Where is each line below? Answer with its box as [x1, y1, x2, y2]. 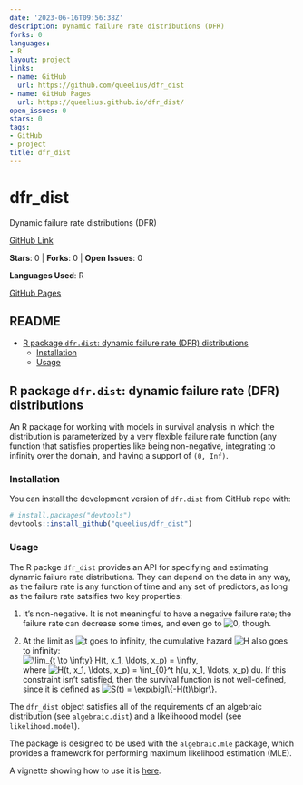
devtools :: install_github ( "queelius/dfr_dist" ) [9, 519, 193, 528]
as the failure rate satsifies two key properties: [9, 590, 183, 601]
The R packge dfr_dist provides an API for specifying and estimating [9, 561, 269, 572]
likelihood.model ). [9, 720, 80, 731]
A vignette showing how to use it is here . [9, 765, 161, 776]
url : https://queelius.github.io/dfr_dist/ [17, 97, 184, 107]
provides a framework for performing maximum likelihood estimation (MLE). [9, 747, 292, 758]
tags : [9, 123, 30, 132]
